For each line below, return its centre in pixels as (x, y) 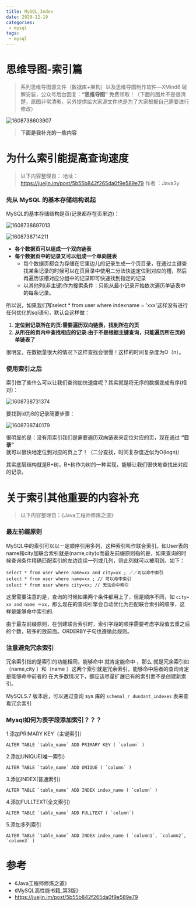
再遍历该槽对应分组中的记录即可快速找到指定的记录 (85, 278)
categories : (20, 22)
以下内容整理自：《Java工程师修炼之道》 (68, 515)
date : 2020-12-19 (27, 17)
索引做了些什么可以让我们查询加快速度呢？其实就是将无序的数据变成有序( (94, 383)
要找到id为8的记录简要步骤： (41, 414)
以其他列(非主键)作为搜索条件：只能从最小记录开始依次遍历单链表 (102, 285)
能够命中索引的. (35, 611)
